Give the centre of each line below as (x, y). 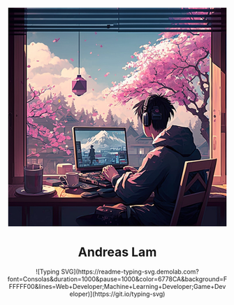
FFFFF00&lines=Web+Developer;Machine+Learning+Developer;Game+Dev (117, 286)
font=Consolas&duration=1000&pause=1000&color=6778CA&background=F (117, 279)
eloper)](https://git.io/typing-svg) (117, 294)
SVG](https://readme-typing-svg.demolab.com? (130, 271)
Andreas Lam (117, 252)
